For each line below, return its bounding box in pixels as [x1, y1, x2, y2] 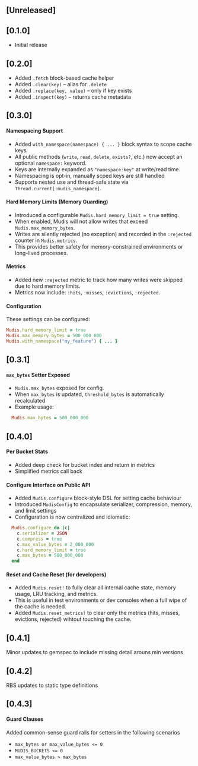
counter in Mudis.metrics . [14, 237, 78, 244]
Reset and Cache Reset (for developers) [6, 571, 107, 578]
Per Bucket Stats [6, 448, 49, 455]
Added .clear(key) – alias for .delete [14, 81, 107, 88]
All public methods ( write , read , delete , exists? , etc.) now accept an [14, 153, 183, 160]
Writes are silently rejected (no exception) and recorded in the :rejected [14, 230, 191, 237]
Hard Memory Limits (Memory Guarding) [6, 198, 108, 205]
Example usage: [14, 403, 55, 410]
